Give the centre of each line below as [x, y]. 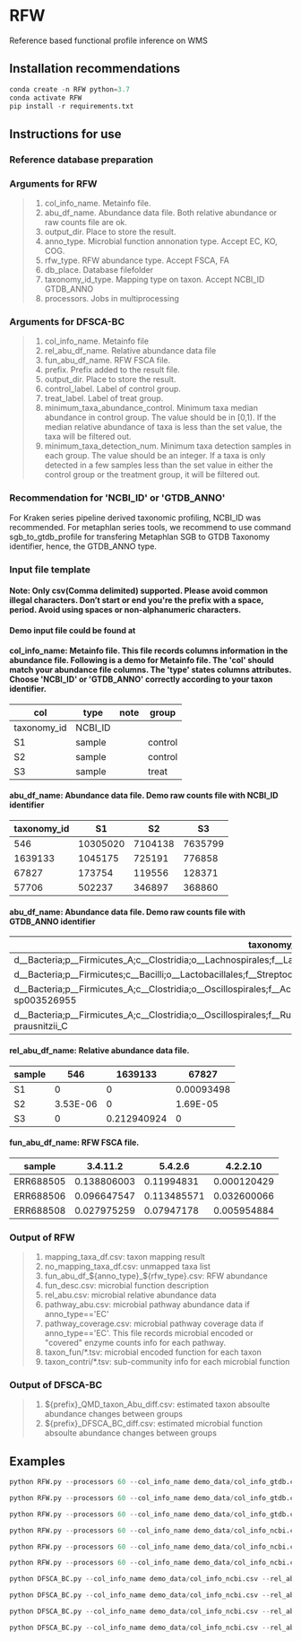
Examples [37, 1461]
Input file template [50, 569]
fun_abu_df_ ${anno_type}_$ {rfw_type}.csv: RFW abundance [156, 1276]
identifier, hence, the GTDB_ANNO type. [83, 546]
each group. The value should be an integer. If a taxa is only [155, 456]
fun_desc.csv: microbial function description [126, 1285]
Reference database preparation [82, 160]
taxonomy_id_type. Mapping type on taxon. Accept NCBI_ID [155, 279]
